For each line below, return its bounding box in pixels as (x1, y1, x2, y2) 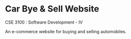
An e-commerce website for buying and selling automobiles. (5, 28, 127, 34)
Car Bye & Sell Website (5, 3, 99, 14)
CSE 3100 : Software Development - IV (5, 19, 83, 25)
